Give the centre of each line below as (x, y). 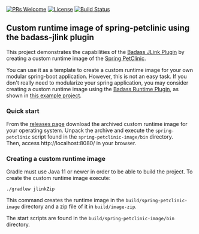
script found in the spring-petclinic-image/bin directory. (103, 137)
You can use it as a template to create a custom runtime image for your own (100, 70)
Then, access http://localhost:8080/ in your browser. (71, 143)
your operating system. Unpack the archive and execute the (80, 130)
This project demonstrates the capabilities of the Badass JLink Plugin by (95, 52)
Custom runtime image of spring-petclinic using (98, 28)
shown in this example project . (44, 95)
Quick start (23, 111)
